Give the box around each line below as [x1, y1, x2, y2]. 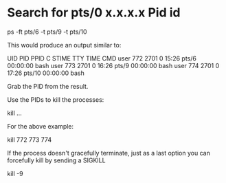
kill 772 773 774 [7, 136, 52, 144]
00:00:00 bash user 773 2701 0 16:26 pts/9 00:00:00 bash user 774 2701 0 [7, 61, 220, 69]
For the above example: [7, 122, 74, 130]
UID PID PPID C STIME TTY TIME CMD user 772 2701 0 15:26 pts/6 [7, 54, 197, 63]
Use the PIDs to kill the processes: [7, 95, 104, 104]
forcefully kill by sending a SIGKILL [7, 156, 106, 164]
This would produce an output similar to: [7, 41, 122, 49]
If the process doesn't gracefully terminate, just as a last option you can [7, 149, 211, 157]
